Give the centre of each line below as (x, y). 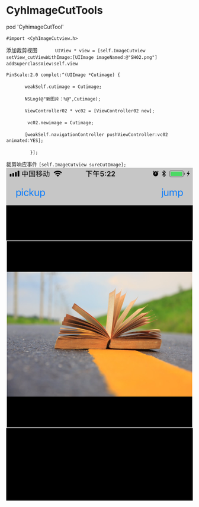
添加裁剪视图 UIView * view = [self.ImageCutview (76, 50)
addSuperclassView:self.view (42, 64)
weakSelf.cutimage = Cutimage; (63, 87)
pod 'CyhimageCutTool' (35, 27)
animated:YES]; (25, 140)
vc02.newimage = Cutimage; (61, 122)
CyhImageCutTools (54, 10)
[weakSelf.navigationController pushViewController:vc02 (96, 134)
